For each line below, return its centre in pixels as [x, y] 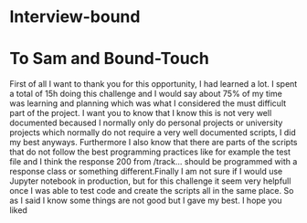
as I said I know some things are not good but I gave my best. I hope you [146, 201]
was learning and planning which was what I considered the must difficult [148, 103]
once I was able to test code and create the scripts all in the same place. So [152, 191]
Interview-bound [75, 17]
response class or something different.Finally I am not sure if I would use [146, 172]
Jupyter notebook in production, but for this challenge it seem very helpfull [150, 181]
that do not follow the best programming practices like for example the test [150, 152]
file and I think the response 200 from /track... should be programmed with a [153, 162]
